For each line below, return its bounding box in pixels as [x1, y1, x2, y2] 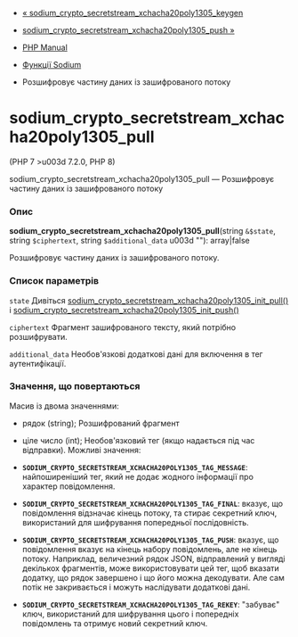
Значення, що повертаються [9, 380, 141, 393]
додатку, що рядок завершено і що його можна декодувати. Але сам [21, 572, 285, 583]
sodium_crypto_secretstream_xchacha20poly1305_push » [21, 25, 235, 35]
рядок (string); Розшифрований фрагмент [21, 418, 180, 428]
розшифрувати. [9, 331, 68, 342]
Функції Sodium [21, 60, 82, 70]
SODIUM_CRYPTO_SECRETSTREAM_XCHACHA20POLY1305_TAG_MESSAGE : [21, 461, 248, 472]
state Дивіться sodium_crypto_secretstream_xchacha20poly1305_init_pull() [9, 294, 289, 306]
